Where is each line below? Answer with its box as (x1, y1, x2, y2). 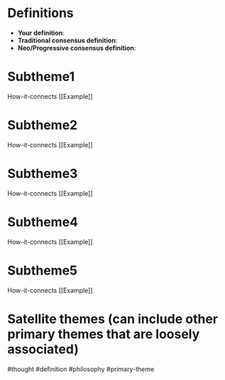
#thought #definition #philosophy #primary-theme (7, 364, 155, 373)
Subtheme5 (7, 262, 78, 278)
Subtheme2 (7, 117, 78, 133)
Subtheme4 (7, 213, 79, 230)
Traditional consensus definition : (17, 36, 118, 44)
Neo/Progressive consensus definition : (17, 43, 136, 52)
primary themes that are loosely (7, 326, 200, 342)
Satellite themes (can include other (7, 311, 219, 327)
